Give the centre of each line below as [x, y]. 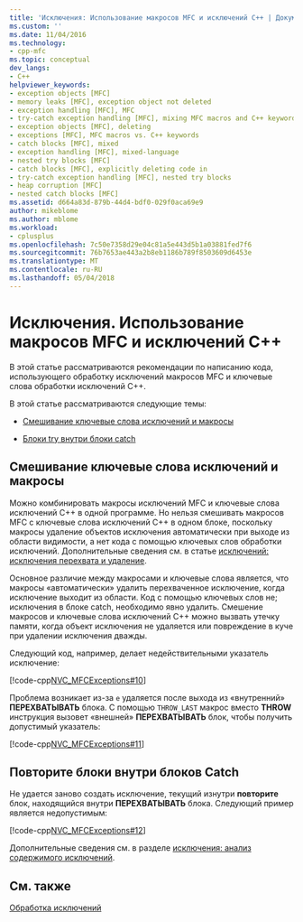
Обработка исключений [55, 908]
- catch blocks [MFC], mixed [64, 144]
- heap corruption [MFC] [56, 186]
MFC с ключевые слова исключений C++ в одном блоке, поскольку [141, 522]
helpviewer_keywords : [50, 85]
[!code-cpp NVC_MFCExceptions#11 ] [77, 744]
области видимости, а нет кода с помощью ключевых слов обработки [146, 541]
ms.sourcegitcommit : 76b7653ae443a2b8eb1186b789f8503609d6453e [131, 253]
